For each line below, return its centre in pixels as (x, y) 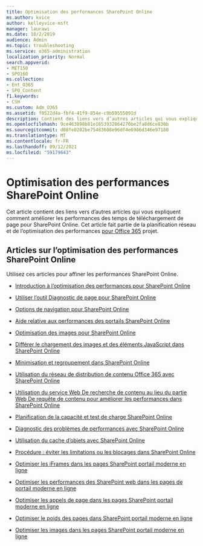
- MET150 (17, 68)
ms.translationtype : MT (36, 136)
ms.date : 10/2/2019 (31, 34)
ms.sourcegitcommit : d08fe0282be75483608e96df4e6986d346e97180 (88, 130)
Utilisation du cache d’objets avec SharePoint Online (80, 440)
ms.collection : (25, 79)
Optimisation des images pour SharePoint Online (75, 333)
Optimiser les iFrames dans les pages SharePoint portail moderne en (100, 464)
